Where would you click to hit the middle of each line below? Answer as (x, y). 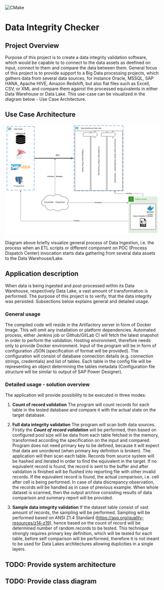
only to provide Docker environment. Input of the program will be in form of (81, 346)
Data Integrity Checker (52, 28)
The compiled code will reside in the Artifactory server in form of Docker (78, 325)
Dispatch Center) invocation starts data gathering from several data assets (80, 253)
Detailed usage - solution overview (47, 384)
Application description (42, 274)
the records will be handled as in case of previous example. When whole (85, 487)
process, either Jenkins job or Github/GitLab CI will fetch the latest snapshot (82, 335)
